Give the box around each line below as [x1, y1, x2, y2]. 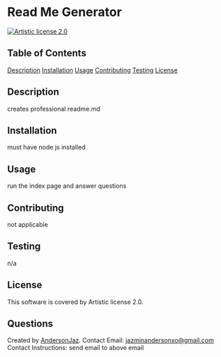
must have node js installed [7, 143, 86, 152]
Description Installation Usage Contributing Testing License [7, 65, 178, 74]
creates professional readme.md [7, 104, 101, 113]
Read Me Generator [7, 4, 122, 20]
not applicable [7, 221, 49, 228]
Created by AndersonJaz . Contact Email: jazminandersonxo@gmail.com [7, 336, 214, 344]
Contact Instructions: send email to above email [7, 344, 144, 352]
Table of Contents [7, 47, 87, 59]
